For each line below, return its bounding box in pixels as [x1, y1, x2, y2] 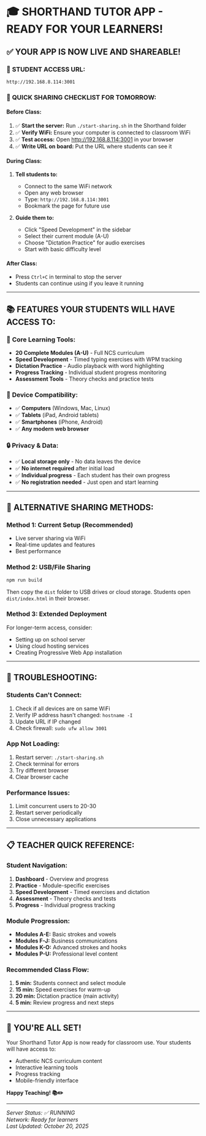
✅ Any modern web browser [15, 425, 90, 433]
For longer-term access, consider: [6, 624, 93, 631]
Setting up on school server [15, 636, 86, 643]
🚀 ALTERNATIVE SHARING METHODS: [6, 502, 154, 513]
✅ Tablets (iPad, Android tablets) [15, 411, 99, 419]
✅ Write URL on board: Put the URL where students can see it [15, 142, 172, 150]
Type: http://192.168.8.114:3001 [24, 196, 109, 203]
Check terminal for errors [15, 760, 80, 768]
